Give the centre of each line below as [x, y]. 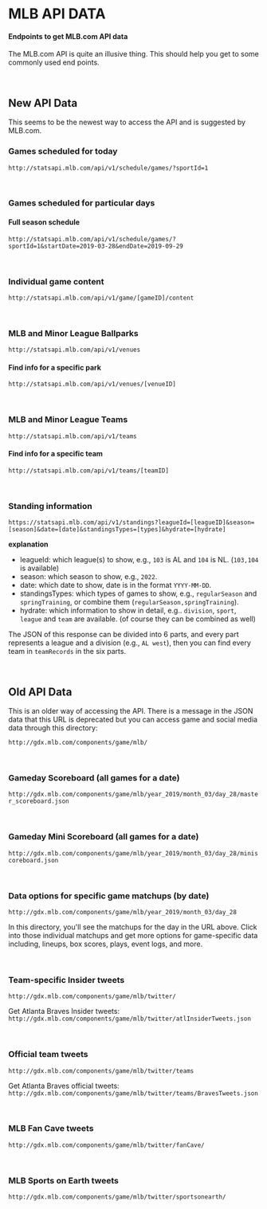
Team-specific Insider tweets [67, 980]
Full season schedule [44, 222]
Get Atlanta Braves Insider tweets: [64, 1011]
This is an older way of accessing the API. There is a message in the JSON [131, 711]
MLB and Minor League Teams [68, 420]
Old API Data [40, 692]
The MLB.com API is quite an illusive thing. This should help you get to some [133, 54]
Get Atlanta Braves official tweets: [64, 1086]
